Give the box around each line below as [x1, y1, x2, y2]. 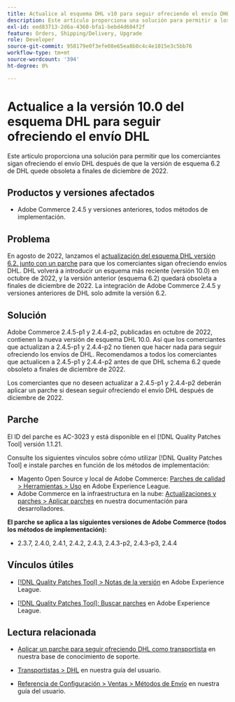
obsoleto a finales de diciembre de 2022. [7, 365, 126, 373]
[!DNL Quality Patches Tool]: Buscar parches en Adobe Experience [17, 598, 211, 607]
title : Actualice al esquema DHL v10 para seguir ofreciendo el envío [7, 10, 218, 18]
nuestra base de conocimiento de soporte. [17, 652, 141, 661]
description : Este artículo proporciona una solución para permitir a [7, 17, 218, 24]
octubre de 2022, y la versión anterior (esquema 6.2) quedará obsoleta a [7, 274, 218, 282]
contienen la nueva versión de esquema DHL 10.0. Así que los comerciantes [7, 336, 226, 343]
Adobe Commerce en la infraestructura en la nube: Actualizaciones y [17, 489, 217, 497]
